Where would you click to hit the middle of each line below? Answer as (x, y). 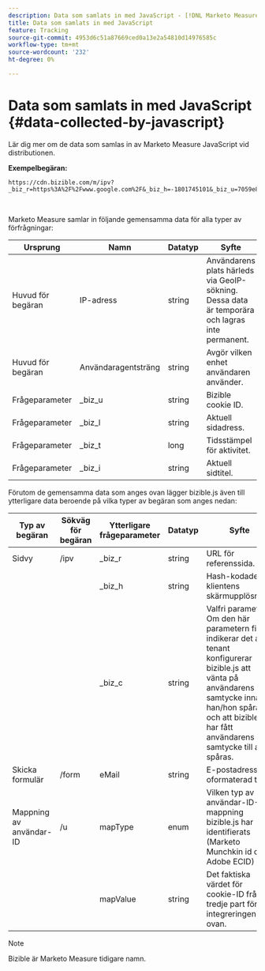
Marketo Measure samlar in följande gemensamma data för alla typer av (125, 219)
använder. (225, 382)
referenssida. (231, 563)
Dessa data (227, 299)
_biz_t (90, 445)
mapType (117, 826)
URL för (220, 553)
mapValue (118, 899)
